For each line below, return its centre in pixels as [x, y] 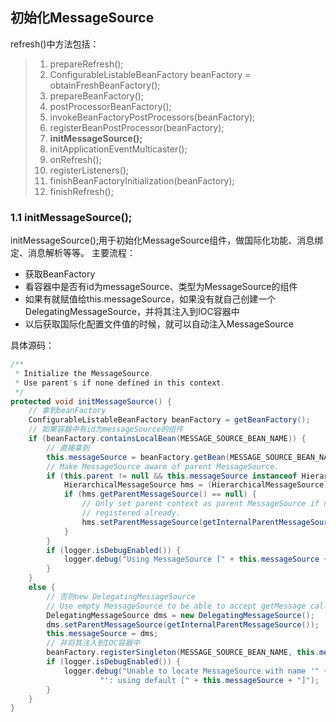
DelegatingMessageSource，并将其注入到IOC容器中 [132, 312]
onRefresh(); [75, 159]
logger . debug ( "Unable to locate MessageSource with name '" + [196, 671]
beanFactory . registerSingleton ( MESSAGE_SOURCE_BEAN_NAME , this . [183, 653]
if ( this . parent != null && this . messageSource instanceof [172, 476]
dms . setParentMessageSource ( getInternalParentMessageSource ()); [183, 624]
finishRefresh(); [81, 191]
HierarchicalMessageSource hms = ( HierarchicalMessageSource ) [196, 485]
